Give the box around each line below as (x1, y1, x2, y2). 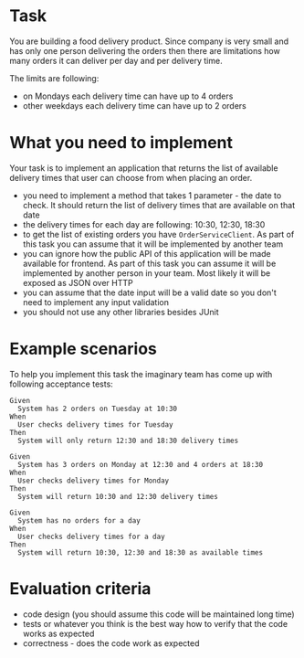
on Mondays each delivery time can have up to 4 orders (22, 90, 234, 101)
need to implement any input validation (22, 296, 169, 307)
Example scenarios (9, 339, 158, 359)
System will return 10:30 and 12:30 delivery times (17, 492, 219, 501)
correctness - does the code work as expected (22, 637, 200, 649)
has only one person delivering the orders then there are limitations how (9, 45, 280, 56)
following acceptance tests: (9, 378, 114, 389)
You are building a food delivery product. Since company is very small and (9, 36, 289, 47)
